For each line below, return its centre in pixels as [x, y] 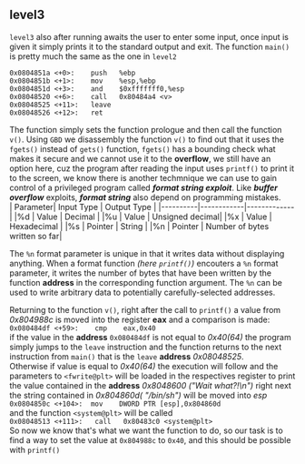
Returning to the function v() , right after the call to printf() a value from [145, 309]
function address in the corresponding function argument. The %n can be [146, 282]
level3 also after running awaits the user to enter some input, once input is [149, 36]
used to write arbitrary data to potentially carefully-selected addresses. [143, 292]
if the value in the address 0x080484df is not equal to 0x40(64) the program [151, 337]
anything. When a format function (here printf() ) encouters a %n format [144, 263]
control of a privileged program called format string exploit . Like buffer [144, 187]
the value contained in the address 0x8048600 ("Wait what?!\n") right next [151, 385]
